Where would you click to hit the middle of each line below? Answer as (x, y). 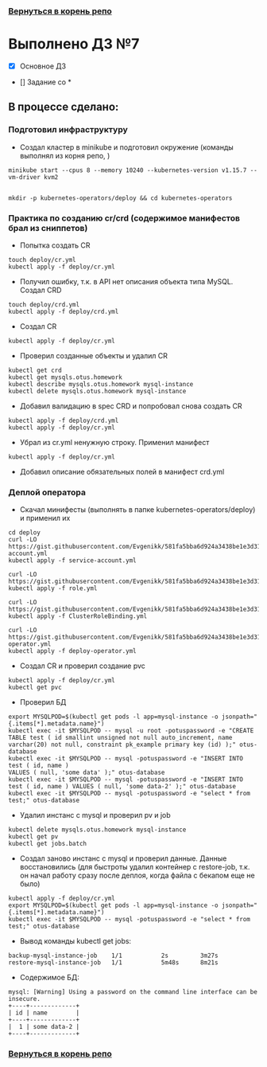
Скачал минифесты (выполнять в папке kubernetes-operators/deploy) (137, 510)
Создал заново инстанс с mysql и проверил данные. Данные (123, 858)
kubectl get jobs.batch (48, 844)
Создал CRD (41, 290)
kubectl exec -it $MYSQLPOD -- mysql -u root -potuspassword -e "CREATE (131, 731)
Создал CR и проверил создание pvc (82, 666)
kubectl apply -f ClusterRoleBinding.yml (78, 616)
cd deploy (25, 533)
